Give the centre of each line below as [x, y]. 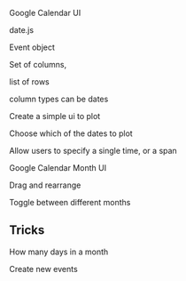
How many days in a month [59, 252]
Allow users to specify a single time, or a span [93, 151]
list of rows [30, 82]
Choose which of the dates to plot [71, 133]
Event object [32, 47]
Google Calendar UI [45, 13]
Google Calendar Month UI [58, 168]
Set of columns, [38, 64]
